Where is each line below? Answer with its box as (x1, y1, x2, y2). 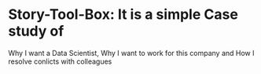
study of (8, 22, 64, 40)
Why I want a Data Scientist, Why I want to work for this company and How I (8, 48, 255, 57)
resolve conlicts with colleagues (8, 57, 112, 66)
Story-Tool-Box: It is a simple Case (8, 6, 238, 24)
